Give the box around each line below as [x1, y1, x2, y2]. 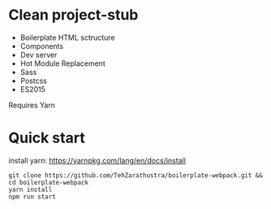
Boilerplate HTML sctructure [19, 33, 115, 42]
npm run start [8, 193, 57, 201]
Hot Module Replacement [19, 59, 105, 68]
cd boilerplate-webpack [8, 178, 89, 186]
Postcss [19, 76, 47, 85]
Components [19, 41, 64, 50]
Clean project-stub [8, 6, 139, 24]
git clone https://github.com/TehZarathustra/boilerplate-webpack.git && [8, 171, 264, 180]
